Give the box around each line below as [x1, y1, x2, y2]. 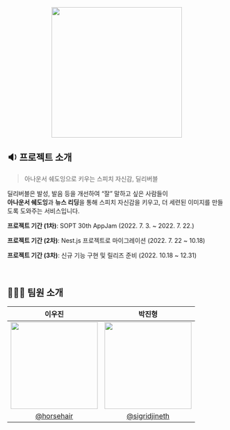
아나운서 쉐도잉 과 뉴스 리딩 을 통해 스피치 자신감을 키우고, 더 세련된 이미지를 [7, 198, 211, 206]
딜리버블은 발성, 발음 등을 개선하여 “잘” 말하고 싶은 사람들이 [7, 189, 168, 198]
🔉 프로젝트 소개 [7, 152, 72, 164]
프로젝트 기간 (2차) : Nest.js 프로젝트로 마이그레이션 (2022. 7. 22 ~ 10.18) [7, 236, 206, 244]
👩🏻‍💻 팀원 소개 [7, 287, 64, 298]
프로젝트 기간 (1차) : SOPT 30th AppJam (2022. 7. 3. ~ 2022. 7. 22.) [7, 221, 195, 230]
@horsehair [35, 411, 74, 420]
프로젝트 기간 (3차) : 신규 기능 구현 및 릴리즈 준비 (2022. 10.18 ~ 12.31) [7, 250, 197, 260]
